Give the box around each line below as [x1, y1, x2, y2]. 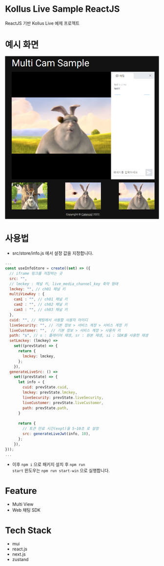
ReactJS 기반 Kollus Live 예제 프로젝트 [5, 20, 80, 26]
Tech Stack [5, 525, 52, 536]
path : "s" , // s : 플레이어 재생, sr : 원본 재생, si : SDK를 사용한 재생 [9, 333, 148, 338]
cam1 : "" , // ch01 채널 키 [14, 297, 68, 302]
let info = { [18, 380, 45, 385]
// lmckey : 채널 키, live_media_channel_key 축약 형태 [9, 281, 119, 286]
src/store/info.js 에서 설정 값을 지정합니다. [12, 250, 94, 256]
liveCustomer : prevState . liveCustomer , [22, 400, 104, 405]
